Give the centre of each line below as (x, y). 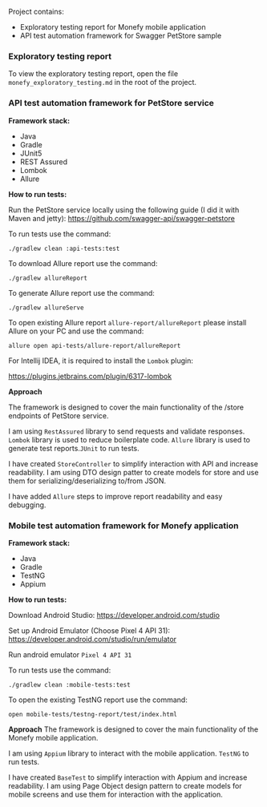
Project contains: (36, 12)
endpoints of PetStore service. (59, 415)
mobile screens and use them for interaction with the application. (115, 794)
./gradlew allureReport (48, 278)
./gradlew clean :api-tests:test (64, 248)
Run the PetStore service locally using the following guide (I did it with (124, 210)
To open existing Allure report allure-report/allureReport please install (127, 322)
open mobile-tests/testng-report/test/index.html (93, 714)
